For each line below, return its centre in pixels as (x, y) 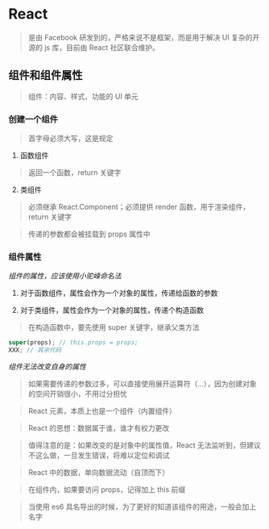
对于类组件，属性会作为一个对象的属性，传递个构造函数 (112, 310)
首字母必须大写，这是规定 (70, 139)
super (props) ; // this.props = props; (73, 343)
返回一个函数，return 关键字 (74, 173)
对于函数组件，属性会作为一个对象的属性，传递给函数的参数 (119, 293)
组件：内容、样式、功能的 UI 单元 (83, 96)
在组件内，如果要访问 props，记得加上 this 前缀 (107, 489)
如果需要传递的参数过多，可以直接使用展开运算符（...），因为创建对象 (142, 384)
